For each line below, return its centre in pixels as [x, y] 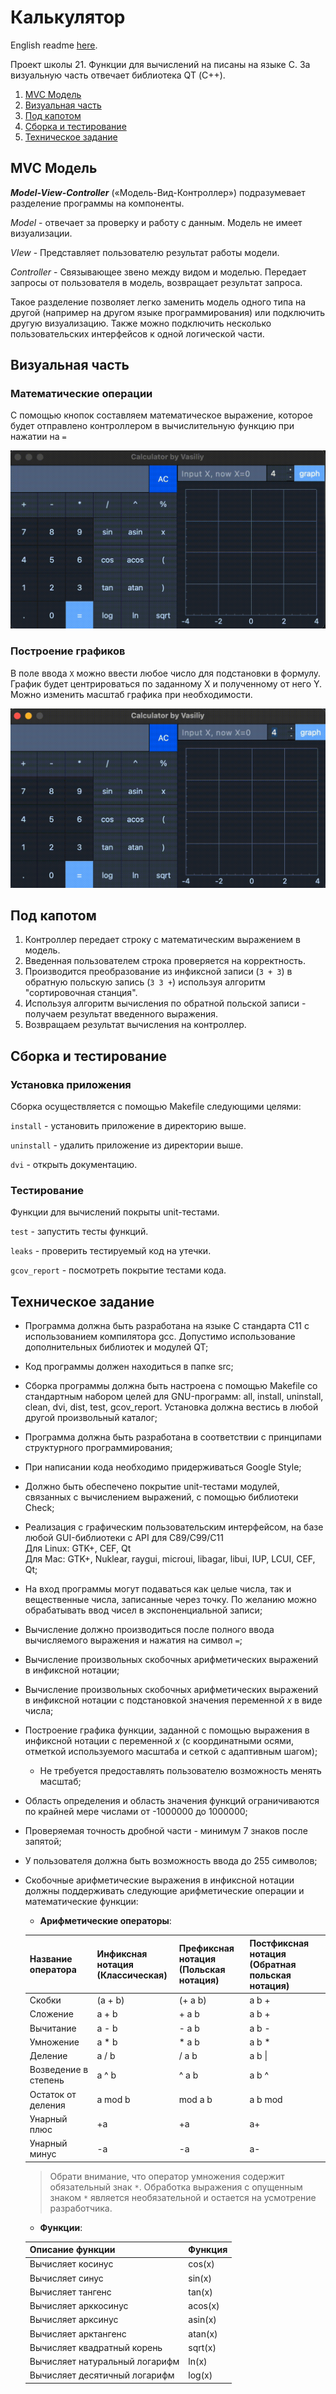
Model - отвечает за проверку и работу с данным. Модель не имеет [156, 222]
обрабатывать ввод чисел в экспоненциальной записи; [143, 1610]
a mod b [113, 2099]
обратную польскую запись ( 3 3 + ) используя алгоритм [145, 982]
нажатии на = [38, 437]
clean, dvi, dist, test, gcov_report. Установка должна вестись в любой [171, 1407]
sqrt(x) [202, 2347]
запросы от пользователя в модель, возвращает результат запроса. [156, 282]
